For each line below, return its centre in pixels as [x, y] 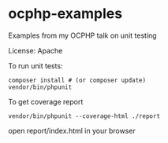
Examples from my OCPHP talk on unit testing [82, 35]
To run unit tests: [35, 66]
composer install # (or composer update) [77, 80]
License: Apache [35, 50]
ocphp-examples [65, 14]
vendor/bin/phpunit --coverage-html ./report [84, 116]
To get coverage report [46, 101]
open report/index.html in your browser [72, 130]
